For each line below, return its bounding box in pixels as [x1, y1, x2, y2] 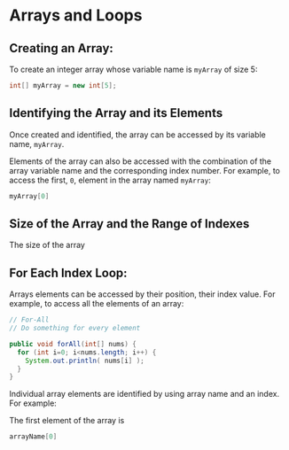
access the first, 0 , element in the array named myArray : [9, 175, 211, 185]
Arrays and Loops [9, 5, 143, 26]
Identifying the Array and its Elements [9, 105, 223, 120]
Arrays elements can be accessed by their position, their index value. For [9, 289, 276, 299]
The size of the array [9, 240, 86, 251]
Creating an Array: [9, 41, 113, 56]
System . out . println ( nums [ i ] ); [25, 356, 144, 365]
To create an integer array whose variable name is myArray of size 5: [9, 64, 258, 74]
